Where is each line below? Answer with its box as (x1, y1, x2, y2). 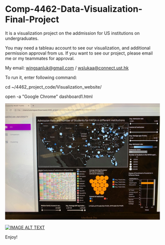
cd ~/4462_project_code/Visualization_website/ (5, 84, 102, 90)
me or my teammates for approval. (5, 55, 75, 61)
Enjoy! (5, 234, 18, 240)
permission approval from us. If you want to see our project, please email (5, 50, 153, 56)
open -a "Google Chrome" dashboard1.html (5, 93, 93, 99)
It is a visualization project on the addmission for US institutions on (5, 30, 140, 36)
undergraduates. (5, 35, 39, 41)
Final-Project (5, 14, 59, 25)
